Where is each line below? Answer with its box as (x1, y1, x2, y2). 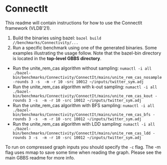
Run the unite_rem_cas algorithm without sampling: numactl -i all (12, 65, 152, 71)
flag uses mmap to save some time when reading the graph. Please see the (5, 149, 162, 155)
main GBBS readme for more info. (5, 154, 75, 160)
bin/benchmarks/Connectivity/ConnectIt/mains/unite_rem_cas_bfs (12, 112, 151, 117)
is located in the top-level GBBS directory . (12, 55, 102, 61)
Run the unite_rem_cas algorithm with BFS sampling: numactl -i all (12, 102, 155, 108)
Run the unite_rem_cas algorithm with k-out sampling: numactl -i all (12, 84, 157, 90)
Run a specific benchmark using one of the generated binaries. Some (12, 44, 157, 50)
